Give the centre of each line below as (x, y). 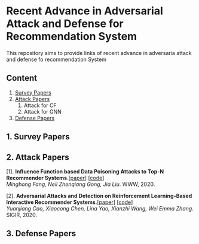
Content (22, 78)
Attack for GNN (42, 111)
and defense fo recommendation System (56, 59)
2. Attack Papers (38, 157)
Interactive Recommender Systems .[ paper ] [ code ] (70, 202)
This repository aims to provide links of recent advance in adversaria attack (99, 53)
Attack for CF (40, 105)
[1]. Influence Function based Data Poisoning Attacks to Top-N (85, 171)
